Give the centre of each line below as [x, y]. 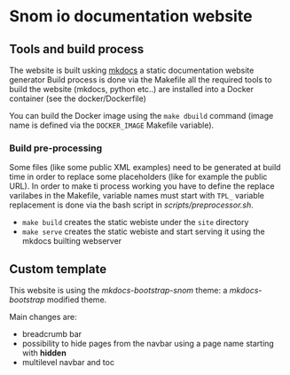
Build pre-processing [56, 148]
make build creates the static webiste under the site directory [135, 223]
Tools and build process [77, 49]
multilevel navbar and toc [68, 363]
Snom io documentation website [131, 16]
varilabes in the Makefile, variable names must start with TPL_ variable [137, 196]
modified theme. [77, 300]
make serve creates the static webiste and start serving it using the [143, 231]
